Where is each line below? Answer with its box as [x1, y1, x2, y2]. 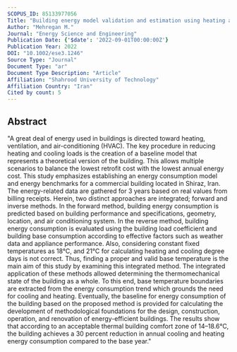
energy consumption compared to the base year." [7, 336, 152, 345]
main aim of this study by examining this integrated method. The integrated [7, 262, 226, 270]
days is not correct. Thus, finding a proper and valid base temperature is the [7, 254, 229, 262]
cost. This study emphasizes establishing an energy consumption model [7, 171, 217, 180]
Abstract [7, 115, 47, 127]
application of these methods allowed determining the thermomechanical [7, 269, 220, 278]
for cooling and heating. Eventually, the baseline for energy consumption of [7, 291, 226, 300]
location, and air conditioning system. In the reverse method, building [7, 216, 209, 225]
